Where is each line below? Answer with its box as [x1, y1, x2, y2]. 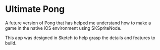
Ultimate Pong [5, 3, 65, 15]
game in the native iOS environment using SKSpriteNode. [5, 25, 122, 31]
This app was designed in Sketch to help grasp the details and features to [5, 35, 156, 41]
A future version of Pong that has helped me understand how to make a [5, 20, 151, 26]
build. [5, 40, 17, 46]
